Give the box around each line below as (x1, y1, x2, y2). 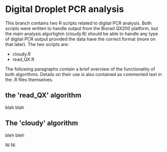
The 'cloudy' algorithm (5, 119, 78, 127)
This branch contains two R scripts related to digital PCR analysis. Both (5, 20, 152, 26)
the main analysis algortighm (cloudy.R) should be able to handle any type (5, 30, 158, 36)
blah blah (5, 104, 25, 110)
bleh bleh (5, 132, 25, 138)
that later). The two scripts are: (5, 41, 69, 47)
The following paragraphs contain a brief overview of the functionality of (5, 66, 155, 72)
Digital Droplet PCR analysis (5, 3, 124, 15)
